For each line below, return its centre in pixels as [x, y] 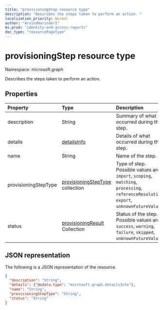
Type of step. [131, 164]
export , [124, 200]
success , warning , [135, 226]
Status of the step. [137, 214]
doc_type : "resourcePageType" [36, 32]
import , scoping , [134, 176]
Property [18, 108]
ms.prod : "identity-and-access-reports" [47, 28]
